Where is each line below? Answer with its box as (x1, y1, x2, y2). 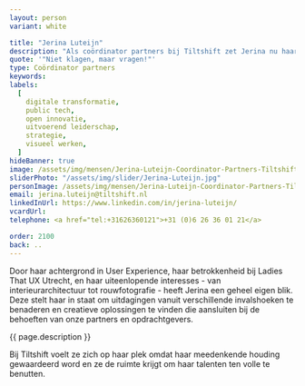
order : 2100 (9, 232, 54, 241)
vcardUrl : (9, 207, 47, 216)
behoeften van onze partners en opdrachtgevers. (9, 313, 193, 324)
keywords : (9, 72, 47, 82)
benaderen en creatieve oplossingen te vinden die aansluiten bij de (9, 303, 261, 314)
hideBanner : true (9, 156, 75, 165)
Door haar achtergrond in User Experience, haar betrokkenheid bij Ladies (9, 265, 283, 276)
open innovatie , (25, 114, 88, 124)
